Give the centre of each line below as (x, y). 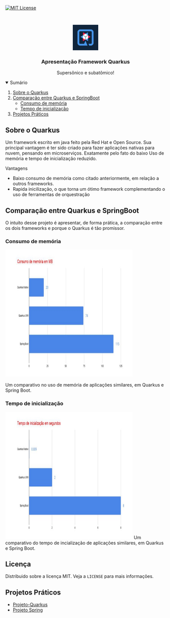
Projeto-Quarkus (30, 605)
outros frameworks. (33, 184)
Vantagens (17, 168)
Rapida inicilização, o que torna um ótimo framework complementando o (89, 189)
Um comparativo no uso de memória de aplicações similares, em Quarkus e (84, 385)
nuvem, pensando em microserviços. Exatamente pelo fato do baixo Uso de (85, 153)
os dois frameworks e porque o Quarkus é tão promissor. (65, 228)
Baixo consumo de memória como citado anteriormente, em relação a (86, 179)
